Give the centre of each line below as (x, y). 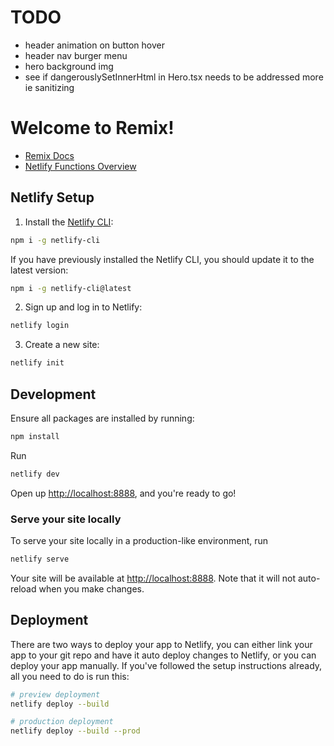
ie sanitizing (49, 87)
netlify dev (35, 474)
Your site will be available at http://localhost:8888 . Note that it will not (153, 578)
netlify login (40, 326)
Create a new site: (62, 345)
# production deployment (62, 722)
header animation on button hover (94, 45)
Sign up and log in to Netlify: (83, 307)
